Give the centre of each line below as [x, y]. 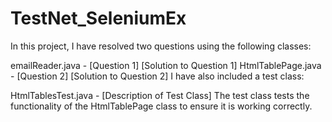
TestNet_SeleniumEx [98, 18]
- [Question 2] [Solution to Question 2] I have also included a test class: [157, 76]
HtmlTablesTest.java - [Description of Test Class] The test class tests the [160, 95]
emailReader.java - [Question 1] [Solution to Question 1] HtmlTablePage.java [166, 65]
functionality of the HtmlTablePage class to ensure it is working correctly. [161, 106]
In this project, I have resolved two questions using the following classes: [161, 46]
